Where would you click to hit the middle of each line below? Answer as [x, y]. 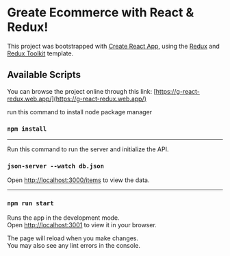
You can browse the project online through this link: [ [81, 91]
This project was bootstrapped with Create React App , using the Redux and [114, 46]
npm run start [30, 204]
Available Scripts [44, 75]
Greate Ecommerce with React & [101, 13]
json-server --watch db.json [56, 166]
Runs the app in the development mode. [63, 218]
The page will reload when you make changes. [73, 238]
